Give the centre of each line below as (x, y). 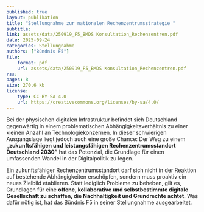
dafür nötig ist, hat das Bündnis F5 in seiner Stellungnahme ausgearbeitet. (99, 202)
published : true (27, 12)
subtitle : (19, 29)
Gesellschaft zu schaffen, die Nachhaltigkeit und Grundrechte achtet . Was (102, 196)
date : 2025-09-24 (28, 40)
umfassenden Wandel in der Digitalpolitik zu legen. (70, 158)
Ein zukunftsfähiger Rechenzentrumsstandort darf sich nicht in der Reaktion (101, 170)
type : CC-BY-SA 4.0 (42, 97)
